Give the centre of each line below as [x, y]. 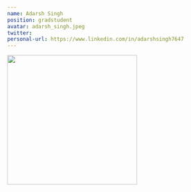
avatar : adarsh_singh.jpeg [46, 26]
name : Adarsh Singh [35, 13]
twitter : [20, 33]
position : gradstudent [40, 20]
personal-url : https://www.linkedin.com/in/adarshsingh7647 [96, 39]
